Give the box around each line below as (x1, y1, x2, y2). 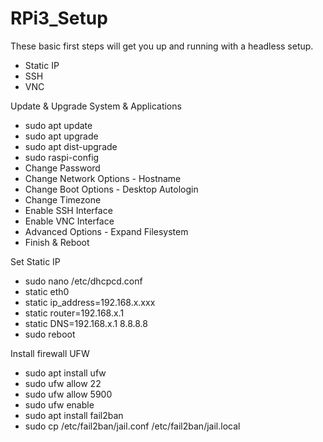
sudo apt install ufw (24, 367, 107, 379)
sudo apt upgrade (24, 130, 99, 142)
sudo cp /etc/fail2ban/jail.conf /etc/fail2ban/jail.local (24, 420, 241, 432)
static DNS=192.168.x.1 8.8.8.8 (24, 317, 148, 329)
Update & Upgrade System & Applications (10, 100, 182, 112)
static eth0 (24, 285, 70, 297)
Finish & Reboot (24, 236, 90, 248)
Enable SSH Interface (24, 204, 113, 216)
